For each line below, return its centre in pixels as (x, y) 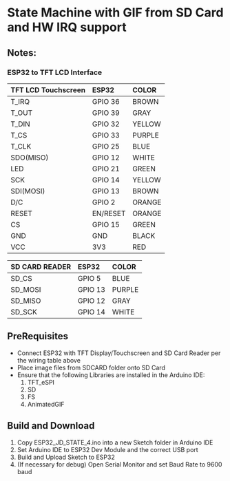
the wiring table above (49, 360)
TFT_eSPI (41, 382)
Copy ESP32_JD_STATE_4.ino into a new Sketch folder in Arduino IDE (115, 442)
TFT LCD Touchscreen (48, 89)
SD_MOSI (26, 289)
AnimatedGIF (46, 404)
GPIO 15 (106, 224)
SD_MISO (26, 301)
